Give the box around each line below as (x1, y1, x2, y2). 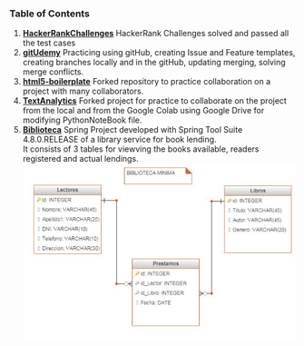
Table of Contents (9, 7, 91, 20)
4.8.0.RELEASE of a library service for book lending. (22, 134, 217, 145)
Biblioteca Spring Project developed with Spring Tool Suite (22, 124, 243, 135)
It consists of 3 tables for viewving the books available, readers (22, 143, 260, 154)
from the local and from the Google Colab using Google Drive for (22, 105, 265, 116)
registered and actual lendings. (22, 153, 139, 164)
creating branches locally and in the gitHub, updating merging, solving (22, 57, 286, 68)
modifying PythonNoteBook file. (22, 114, 142, 125)
